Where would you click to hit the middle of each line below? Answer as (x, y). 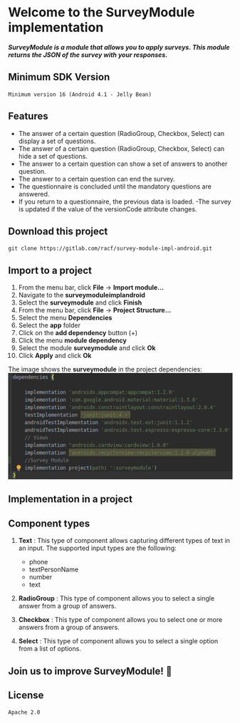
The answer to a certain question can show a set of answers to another (123, 164)
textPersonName (54, 569)
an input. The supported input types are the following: (97, 548)
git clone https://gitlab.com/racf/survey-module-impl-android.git (110, 249)
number (41, 577)
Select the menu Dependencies (65, 318)
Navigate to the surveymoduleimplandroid (82, 295)
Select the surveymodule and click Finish (80, 302)
